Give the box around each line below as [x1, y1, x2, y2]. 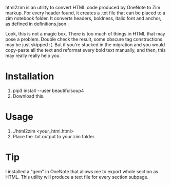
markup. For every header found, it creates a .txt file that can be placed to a [5, 10, 166, 16]
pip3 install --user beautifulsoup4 [12, 87, 84, 94]
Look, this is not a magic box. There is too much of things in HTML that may [5, 31, 165, 36]
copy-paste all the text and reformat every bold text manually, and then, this [5, 47, 166, 53]
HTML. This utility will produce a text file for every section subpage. [5, 174, 149, 180]
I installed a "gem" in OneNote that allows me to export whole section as [5, 168, 158, 174]
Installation [5, 70, 54, 82]
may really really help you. [5, 52, 61, 59]
